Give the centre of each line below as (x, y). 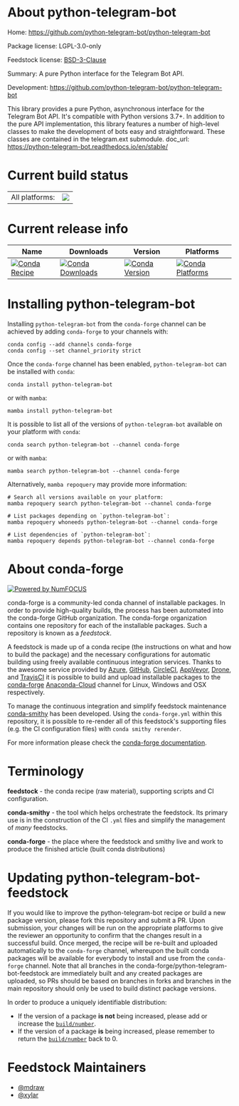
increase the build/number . (57, 1023)
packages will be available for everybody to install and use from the (106, 958)
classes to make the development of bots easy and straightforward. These (116, 131)
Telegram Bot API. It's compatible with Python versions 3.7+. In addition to (116, 116)
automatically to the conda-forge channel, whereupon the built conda (108, 950)
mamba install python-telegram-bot (60, 410)
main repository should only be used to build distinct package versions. (112, 988)
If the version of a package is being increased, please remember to (116, 1031)
